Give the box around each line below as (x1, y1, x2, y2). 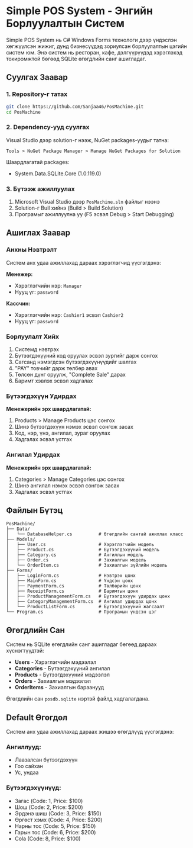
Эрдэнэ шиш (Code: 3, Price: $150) (14, 810, 102, 817)
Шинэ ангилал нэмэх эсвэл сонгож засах (14, 481, 120, 489)
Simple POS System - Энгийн (6, 4, 153, 18)
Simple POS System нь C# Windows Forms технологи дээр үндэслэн (6, 36, 177, 43)
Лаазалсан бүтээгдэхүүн (14, 756, 78, 763)
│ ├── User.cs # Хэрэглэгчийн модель (6, 542, 155, 548)
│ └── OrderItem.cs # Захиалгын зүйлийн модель (6, 563, 168, 568)
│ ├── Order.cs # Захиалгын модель (6, 557, 146, 563)
